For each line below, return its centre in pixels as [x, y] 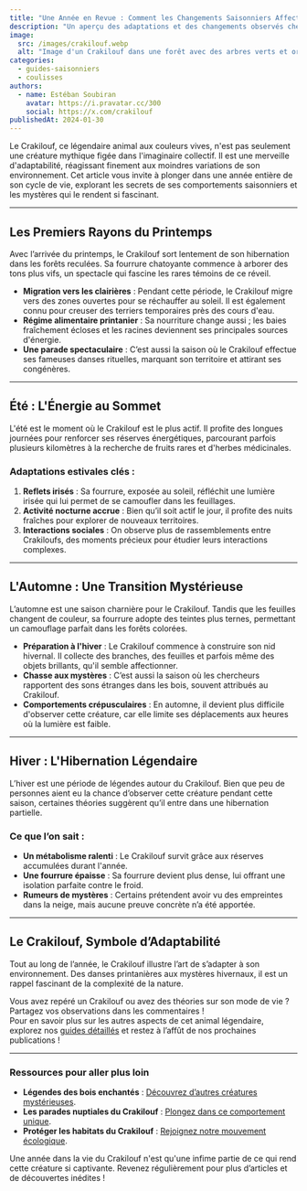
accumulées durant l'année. [75, 865]
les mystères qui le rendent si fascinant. [85, 195]
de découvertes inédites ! [58, 1178]
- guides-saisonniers [59, 70]
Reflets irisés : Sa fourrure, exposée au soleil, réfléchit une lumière [149, 491]
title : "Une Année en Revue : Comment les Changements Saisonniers [141, 18]
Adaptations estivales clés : [72, 471]
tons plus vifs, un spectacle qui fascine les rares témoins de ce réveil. [140, 273]
